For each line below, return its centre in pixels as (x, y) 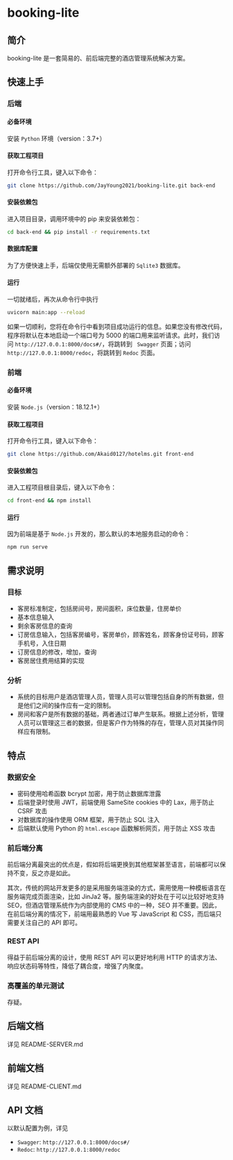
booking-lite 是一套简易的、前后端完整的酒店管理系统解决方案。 (98, 58)
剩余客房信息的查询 (45, 626)
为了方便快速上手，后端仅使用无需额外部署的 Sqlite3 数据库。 (96, 265)
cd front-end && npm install (49, 501)
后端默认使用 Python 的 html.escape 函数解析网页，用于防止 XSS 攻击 (116, 828)
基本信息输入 (35, 617)
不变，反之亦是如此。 (43, 873)
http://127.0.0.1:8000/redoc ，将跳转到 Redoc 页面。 (83, 352)
